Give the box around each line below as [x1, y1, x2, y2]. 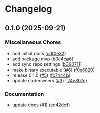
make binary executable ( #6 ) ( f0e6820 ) [12, 66, 95, 73]
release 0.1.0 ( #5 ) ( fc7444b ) [12, 72, 71, 78]
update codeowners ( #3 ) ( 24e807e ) [12, 77, 87, 83]
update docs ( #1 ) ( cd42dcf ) [12, 102, 70, 108]
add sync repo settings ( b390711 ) [12, 61, 82, 67]
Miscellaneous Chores [5, 39, 61, 46]
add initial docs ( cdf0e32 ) [12, 50, 66, 56]
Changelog [5, 3, 52, 15]
